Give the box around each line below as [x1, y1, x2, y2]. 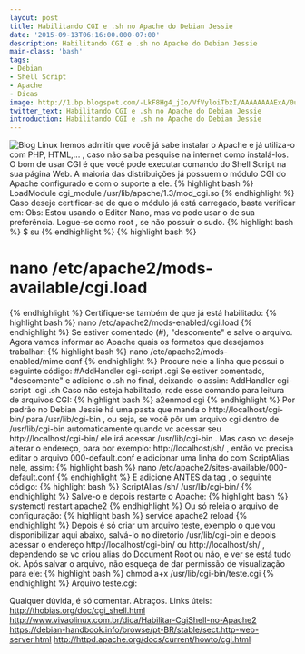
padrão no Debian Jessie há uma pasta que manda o [9, 404, 207, 415]
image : [9, 97, 34, 107]
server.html [9, 634, 52, 645]
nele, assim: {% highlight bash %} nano [9, 462, 157, 473]
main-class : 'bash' [9, 47, 84, 56]
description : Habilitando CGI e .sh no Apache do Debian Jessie [9, 38, 258, 48]
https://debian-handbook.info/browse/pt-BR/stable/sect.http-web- [9, 624, 260, 636]
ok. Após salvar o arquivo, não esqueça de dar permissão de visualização [9, 559, 286, 570]
